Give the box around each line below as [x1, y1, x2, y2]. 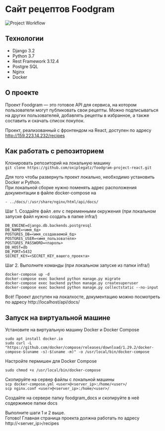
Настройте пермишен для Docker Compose [5, 358, 97, 364]
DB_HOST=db [5, 245, 28, 250]
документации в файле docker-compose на [5, 190, 97, 196]
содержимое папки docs [5, 400, 58, 406]
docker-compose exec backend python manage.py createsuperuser [5, 281, 139, 286]
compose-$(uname [5, 349, 39, 354]
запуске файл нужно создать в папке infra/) [5, 214, 98, 219]
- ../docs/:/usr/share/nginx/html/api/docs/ [5, 200, 99, 205]
